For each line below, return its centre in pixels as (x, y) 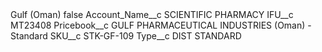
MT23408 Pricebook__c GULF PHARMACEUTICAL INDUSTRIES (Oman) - (161, 25)
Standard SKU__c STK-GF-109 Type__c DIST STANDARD (126, 36)
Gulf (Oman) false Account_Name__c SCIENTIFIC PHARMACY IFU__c (152, 14)
